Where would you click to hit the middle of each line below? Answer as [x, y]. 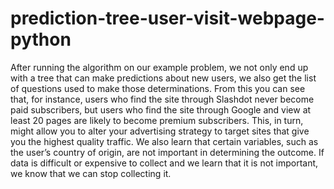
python [41, 39]
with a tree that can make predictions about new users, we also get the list [163, 78]
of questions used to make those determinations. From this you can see [158, 88]
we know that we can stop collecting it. [91, 173]
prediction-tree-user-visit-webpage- [167, 18]
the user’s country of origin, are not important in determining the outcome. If [167, 152]
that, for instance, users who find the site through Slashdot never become [162, 99]
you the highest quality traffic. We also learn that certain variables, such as [164, 141]
